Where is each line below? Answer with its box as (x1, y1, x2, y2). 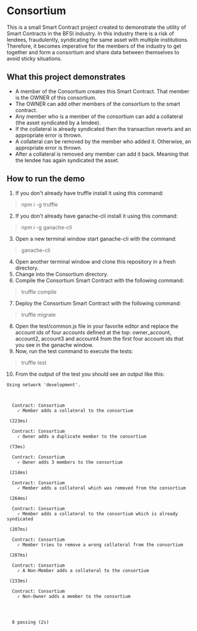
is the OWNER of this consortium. (15, 94, 96, 101)
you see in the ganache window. (15, 341, 94, 349)
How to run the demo (6, 174, 85, 184)
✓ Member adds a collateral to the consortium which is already (17, 511, 178, 517)
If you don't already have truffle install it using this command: (15, 189, 164, 196)
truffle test (21, 359, 46, 366)
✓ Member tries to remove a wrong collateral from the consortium (17, 541, 183, 548)
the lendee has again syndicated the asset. (15, 156, 119, 163)
